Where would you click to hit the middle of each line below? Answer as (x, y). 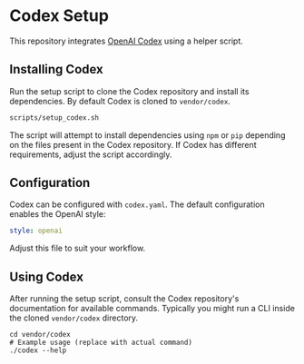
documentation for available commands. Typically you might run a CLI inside (152, 309)
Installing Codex (57, 69)
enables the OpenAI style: (58, 214)
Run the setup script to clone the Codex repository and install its (129, 91)
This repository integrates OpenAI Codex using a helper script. (126, 41)
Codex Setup (59, 16)
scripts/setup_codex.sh (54, 118)
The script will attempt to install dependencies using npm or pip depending (147, 135)
